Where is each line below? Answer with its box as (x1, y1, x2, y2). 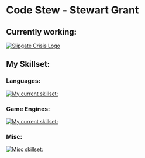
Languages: (6, 77, 41, 85)
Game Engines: (6, 105, 50, 113)
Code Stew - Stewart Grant (6, 4, 139, 17)
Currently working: (6, 27, 77, 37)
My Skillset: (6, 59, 50, 69)
